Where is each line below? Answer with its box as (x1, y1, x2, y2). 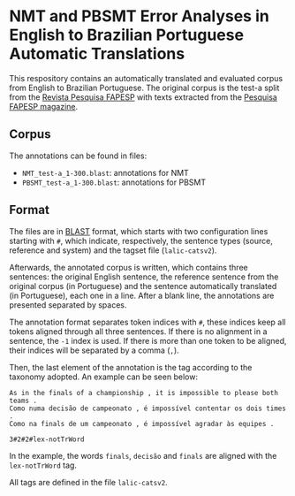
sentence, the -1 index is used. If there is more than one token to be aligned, (9, 335, 287, 346)
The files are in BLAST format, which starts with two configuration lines (9, 225, 269, 236)
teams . (9, 396, 38, 405)
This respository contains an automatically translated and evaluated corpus (9, 72, 284, 83)
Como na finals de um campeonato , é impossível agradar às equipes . (9, 419, 275, 428)
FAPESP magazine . (9, 101, 79, 111)
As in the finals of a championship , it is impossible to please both (9, 388, 278, 397)
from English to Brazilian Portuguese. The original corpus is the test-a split (9, 82, 280, 93)
